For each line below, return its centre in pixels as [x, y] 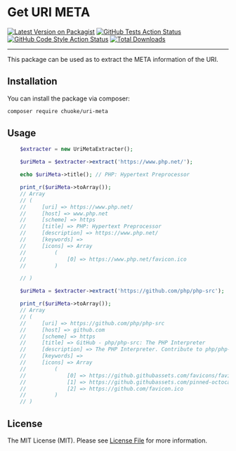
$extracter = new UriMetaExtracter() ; [77, 149]
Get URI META [49, 12]
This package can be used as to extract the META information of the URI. [113, 59]
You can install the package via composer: [68, 98]
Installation [32, 81]
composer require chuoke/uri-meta [58, 111]
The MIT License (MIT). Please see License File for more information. [107, 440]
